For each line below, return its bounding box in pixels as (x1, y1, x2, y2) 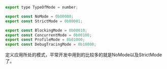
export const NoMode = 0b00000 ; (5, 14, 74, 19)
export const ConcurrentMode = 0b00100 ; (5, 32, 92, 38)
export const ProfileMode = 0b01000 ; (5, 37, 85, 43)
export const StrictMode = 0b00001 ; (5, 18, 83, 24)
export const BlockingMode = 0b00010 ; (5, 28, 87, 33)
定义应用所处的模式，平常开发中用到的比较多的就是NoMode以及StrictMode (5, 52, 162, 58)
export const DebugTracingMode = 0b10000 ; (5, 42, 96, 47)
